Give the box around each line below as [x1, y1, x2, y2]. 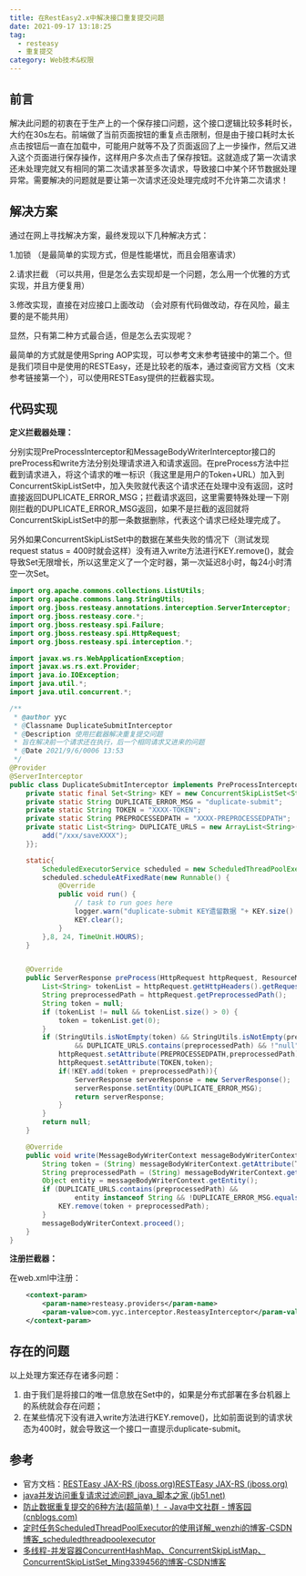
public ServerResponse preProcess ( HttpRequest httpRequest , [25, 974, 259, 983]
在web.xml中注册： [9, 1273, 82, 1284]
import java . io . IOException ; [9, 670, 120, 680]
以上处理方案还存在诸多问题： [9, 1369, 121, 1380]
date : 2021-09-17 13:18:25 [9, 22, 112, 31]
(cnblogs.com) [22, 1511, 78, 1522]
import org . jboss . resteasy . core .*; [9, 612, 145, 621]
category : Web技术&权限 [9, 56, 94, 65]
